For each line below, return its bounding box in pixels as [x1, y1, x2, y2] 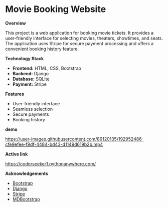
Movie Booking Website [5, 4, 106, 15]
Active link [5, 151, 28, 157]
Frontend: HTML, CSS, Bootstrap [12, 65, 82, 71]
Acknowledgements [5, 170, 49, 176]
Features [5, 91, 24, 97]
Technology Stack [5, 55, 44, 61]
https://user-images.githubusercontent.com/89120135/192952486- [5, 136, 144, 142]
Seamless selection [12, 106, 53, 112]
